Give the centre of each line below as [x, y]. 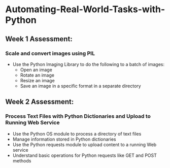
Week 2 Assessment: [40, 102]
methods [22, 160]
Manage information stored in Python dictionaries [64, 139]
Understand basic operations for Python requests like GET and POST [85, 155]
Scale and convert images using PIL [50, 53]
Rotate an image [37, 75]
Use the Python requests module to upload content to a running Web [84, 144]
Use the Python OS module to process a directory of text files [77, 133]
